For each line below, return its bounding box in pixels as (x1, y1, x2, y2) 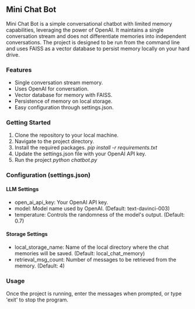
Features (6, 65, 32, 74)
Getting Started (6, 119, 51, 127)
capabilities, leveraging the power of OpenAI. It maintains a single (6, 26, 164, 33)
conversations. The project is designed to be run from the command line (6, 39, 180, 46)
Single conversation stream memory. (14, 79, 103, 86)
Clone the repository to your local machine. (14, 131, 119, 139)
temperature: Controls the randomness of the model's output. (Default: (14, 211, 185, 218)
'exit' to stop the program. (6, 296, 69, 303)
